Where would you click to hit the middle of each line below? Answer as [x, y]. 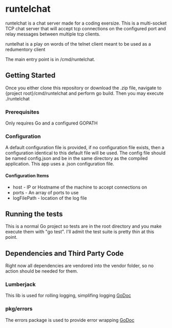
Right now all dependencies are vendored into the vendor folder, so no [80, 266]
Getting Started [30, 76]
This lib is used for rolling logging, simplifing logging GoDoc [68, 296]
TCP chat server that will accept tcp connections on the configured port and [86, 28]
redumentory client [25, 49]
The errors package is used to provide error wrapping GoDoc [70, 320]
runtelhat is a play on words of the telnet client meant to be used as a [78, 44]
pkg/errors [19, 309]
